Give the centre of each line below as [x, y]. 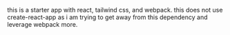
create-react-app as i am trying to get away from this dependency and [108, 17]
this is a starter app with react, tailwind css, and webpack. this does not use [115, 10]
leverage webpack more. [42, 24]
